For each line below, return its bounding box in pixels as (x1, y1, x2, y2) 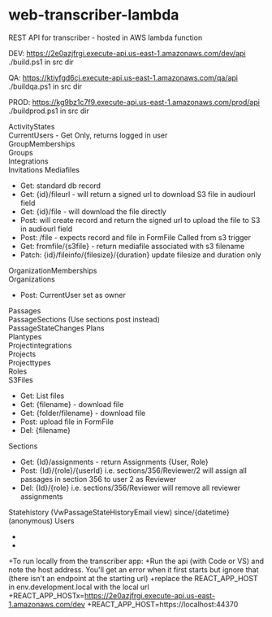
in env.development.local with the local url (8, 582, 149, 592)
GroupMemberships (8, 138, 76, 148)
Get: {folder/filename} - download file (19, 408, 146, 418)
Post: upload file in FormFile (19, 417, 114, 427)
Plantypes (8, 331, 42, 341)
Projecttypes (8, 357, 51, 367)
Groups (8, 147, 34, 157)
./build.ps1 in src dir (8, 57, 75, 67)
